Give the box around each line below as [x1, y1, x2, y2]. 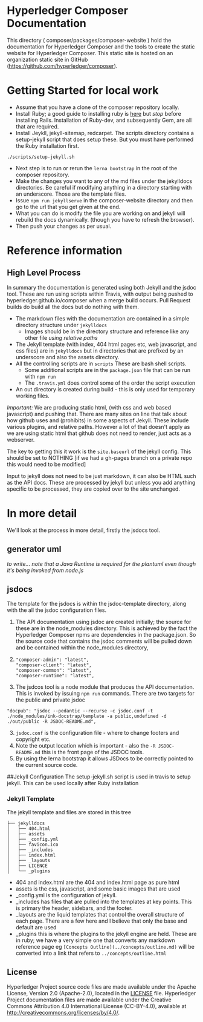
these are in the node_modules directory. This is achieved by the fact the [15, 625, 198, 632]
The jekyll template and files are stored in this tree [7, 808, 132, 815]
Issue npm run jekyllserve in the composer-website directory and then [15, 196, 193, 204]
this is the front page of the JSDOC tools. [42, 749, 144, 756]
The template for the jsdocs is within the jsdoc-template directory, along [7, 600, 187, 608]
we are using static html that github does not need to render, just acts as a [7, 430, 192, 437]
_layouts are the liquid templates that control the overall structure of [15, 911, 184, 918]
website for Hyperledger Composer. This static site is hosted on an [7, 49, 173, 56]
